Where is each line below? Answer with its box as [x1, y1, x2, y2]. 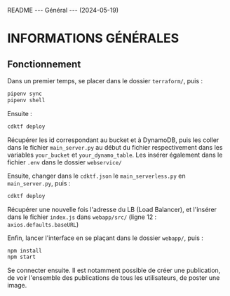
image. [7, 281, 27, 290]
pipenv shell [7, 97, 46, 104]
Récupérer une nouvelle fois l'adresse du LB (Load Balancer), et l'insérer [7, 205, 217, 213]
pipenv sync [7, 90, 42, 97]
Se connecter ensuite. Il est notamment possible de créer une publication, [7, 266, 221, 275]
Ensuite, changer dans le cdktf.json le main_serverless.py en [7, 171, 186, 180]
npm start [7, 253, 36, 261]
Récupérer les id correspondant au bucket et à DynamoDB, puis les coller [7, 136, 219, 144]
